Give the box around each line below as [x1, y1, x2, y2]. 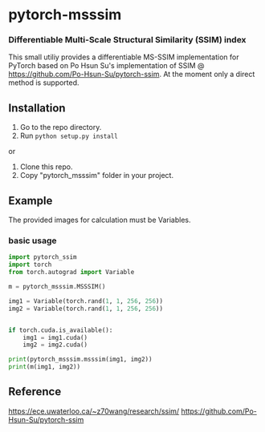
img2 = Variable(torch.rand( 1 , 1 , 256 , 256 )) [8, 305, 163, 313]
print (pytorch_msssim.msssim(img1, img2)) [8, 355, 153, 364]
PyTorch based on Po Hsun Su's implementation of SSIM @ [8, 61, 205, 71]
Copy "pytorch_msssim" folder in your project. [19, 171, 174, 180]
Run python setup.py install [19, 131, 118, 141]
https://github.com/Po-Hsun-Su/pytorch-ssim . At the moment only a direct [8, 70, 255, 79]
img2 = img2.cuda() [22, 341, 88, 349]
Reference [8, 385, 62, 398]
